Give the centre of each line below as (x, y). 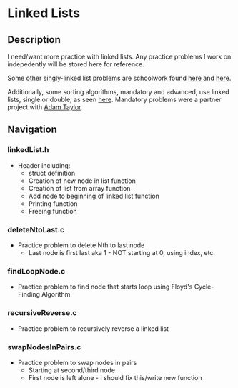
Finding (29, 294)
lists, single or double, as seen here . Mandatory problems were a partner (114, 99)
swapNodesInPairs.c (44, 347)
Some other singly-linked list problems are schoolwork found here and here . (119, 78)
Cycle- (204, 287)
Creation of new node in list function (82, 181)
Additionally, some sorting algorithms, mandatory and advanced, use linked (119, 92)
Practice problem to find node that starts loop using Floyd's (105, 287)
